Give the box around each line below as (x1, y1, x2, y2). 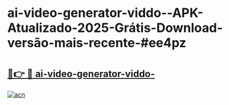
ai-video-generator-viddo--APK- (7, 5, 204, 21)
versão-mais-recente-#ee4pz (7, 35, 187, 51)
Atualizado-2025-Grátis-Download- (7, 20, 223, 36)
